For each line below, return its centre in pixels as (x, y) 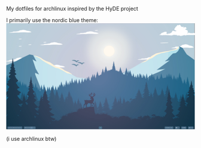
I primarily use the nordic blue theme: (52, 20)
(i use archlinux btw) (31, 138)
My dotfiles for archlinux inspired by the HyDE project (72, 9)
